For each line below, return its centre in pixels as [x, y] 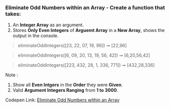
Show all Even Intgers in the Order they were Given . [68, 85]
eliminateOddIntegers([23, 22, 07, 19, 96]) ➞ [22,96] [72, 46]
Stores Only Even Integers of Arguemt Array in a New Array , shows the [89, 30]
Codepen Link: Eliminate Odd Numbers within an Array [62, 100]
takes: [13, 14]
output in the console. [36, 36]
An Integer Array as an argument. [48, 25]
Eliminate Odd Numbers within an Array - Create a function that [85, 8]
